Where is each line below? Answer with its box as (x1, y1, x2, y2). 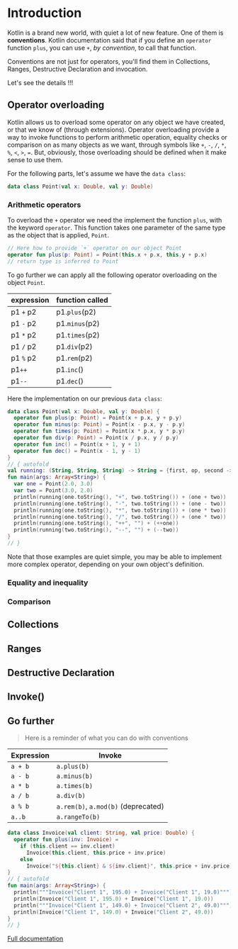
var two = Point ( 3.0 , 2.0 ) (13, 487, 93, 494)
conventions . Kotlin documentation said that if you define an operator (7, 35, 212, 44)
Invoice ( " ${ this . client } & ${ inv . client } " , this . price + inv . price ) (25, 863, 233, 870)
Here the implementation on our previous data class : (7, 394, 163, 403)
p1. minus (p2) (56, 318, 101, 328)
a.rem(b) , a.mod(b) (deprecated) (56, 802, 164, 812)
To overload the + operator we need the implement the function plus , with (7, 215, 222, 224)
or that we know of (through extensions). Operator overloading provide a (7, 125, 220, 134)
